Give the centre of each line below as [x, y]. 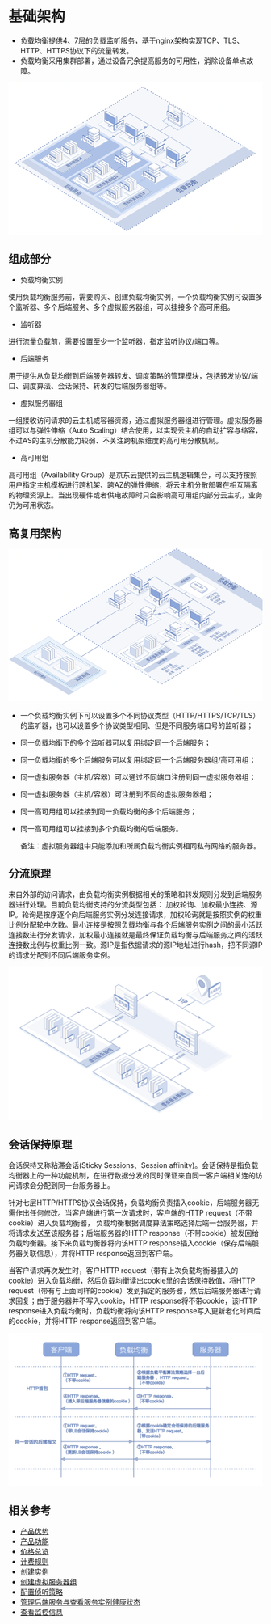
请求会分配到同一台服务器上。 [65, 1186]
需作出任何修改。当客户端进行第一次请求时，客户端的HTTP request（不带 [130, 1213]
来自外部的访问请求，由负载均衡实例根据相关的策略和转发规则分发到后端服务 [135, 894]
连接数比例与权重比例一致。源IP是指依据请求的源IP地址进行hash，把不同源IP [135, 945]
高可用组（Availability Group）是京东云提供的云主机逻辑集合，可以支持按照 [133, 475]
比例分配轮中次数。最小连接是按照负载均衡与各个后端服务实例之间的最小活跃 [135, 925]
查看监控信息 [41, 1612]
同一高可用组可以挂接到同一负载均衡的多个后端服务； [108, 811]
